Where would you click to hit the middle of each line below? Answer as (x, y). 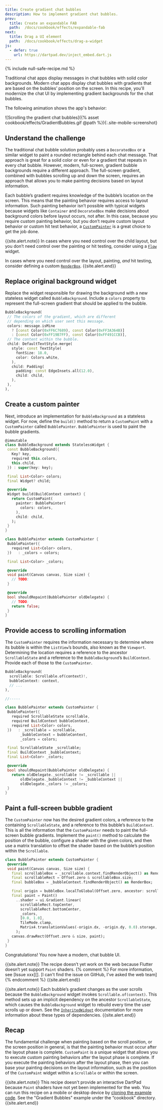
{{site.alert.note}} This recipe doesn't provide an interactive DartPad (73, 1082)
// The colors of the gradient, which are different (62, 317)
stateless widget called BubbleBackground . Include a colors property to (75, 298)
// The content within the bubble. (43, 339)
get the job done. (22, 232)
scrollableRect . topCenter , (48, 905)
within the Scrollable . (27, 851)
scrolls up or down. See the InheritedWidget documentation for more (74, 1010)
